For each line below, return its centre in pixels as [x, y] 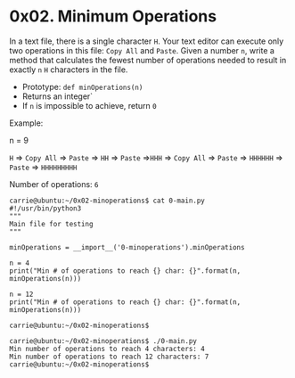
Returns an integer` [57, 96]
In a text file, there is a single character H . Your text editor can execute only [147, 41]
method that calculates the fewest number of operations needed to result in [148, 60]
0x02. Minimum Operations [113, 16]
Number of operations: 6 [54, 184]
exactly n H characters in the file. [69, 70]
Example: [26, 123]
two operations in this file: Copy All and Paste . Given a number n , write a [142, 50]
